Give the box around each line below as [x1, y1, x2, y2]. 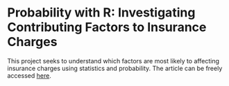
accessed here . [7, 71, 52, 80]
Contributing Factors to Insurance [7, 19, 207, 35]
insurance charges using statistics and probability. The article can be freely [7, 64, 223, 72]
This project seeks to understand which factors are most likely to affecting [7, 56, 220, 65]
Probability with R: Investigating [7, 5, 196, 21]
